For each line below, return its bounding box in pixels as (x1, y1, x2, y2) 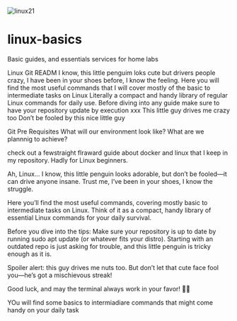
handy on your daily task (7, 305, 79, 314)
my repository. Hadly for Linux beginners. (7, 156, 129, 164)
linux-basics (7, 32, 83, 47)
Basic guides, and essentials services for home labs (7, 54, 159, 63)
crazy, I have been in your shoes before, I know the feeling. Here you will (7, 76, 219, 84)
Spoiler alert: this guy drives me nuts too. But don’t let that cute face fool (7, 263, 219, 272)
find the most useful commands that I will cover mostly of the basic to (7, 83, 211, 92)
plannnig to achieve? (7, 134, 68, 143)
